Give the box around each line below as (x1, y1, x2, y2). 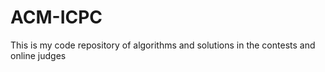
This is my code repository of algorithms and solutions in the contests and (10, 39, 316, 51)
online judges (10, 49, 67, 61)
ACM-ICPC (10, 6, 103, 29)
